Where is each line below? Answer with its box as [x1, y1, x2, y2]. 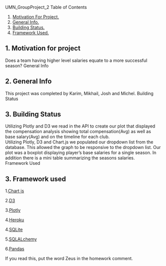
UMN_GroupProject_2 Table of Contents [5, 4, 87, 10]
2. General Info [5, 77, 52, 86]
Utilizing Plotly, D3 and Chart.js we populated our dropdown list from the [5, 139, 154, 145]
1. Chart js [5, 188, 24, 194]
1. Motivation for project [5, 44, 81, 53]
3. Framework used [5, 174, 66, 183]
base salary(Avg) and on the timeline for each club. [5, 134, 110, 140]
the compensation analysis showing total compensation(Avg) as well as [5, 129, 152, 134]
